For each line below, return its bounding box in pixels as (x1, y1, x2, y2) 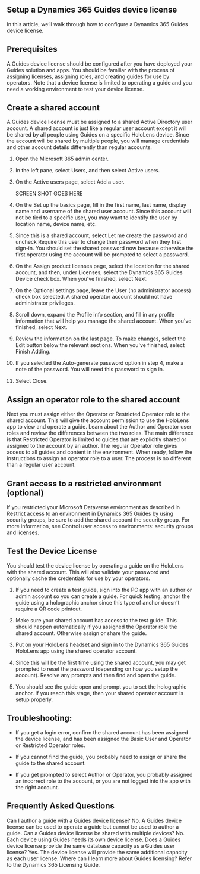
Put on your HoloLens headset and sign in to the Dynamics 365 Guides (15, 641, 189, 648)
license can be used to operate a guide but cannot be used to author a (7, 823, 179, 830)
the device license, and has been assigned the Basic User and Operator (15, 735, 191, 742)
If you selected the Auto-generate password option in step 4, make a (15, 359, 184, 367)
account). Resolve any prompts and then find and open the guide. (15, 671, 176, 678)
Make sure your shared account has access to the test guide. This (15, 616, 177, 624)
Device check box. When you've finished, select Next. (15, 275, 148, 283)
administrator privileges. (15, 299, 75, 306)
